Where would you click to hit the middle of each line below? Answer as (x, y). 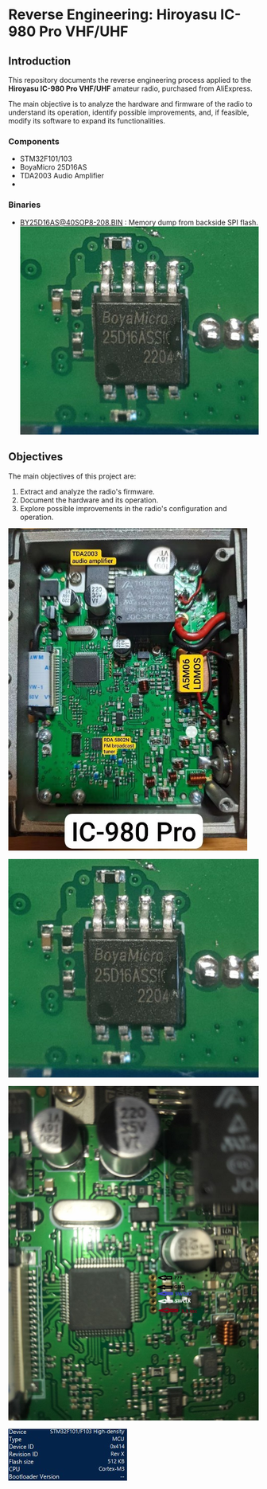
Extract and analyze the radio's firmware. (87, 491)
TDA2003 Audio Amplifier (62, 176)
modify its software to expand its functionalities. (87, 121)
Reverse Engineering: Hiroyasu (113, 15)
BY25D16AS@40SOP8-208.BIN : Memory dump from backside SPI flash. (139, 222)
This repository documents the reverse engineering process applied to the (130, 80)
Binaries (25, 205)
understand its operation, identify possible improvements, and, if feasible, (129, 112)
